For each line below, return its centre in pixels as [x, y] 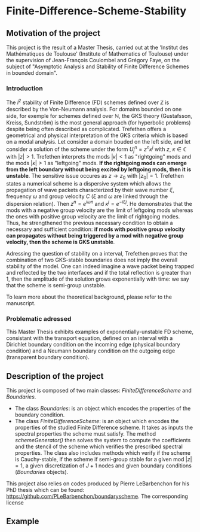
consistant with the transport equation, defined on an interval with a [90, 338]
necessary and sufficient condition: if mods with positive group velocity [96, 229]
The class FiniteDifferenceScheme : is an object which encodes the [97, 421]
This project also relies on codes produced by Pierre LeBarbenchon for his [98, 484]
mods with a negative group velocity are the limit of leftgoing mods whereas [100, 210]
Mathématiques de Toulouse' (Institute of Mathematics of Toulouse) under [98, 54]
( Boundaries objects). [41, 472]
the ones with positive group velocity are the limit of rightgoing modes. [93, 216]
